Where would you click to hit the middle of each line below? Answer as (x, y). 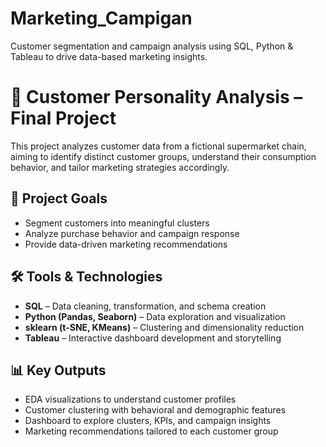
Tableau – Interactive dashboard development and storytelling (153, 338)
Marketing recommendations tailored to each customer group (151, 431)
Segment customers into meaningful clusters (117, 223)
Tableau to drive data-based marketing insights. (109, 56)
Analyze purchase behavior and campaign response (132, 233)
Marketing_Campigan (101, 18)
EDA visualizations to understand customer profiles (130, 399)
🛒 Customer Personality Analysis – (156, 97)
